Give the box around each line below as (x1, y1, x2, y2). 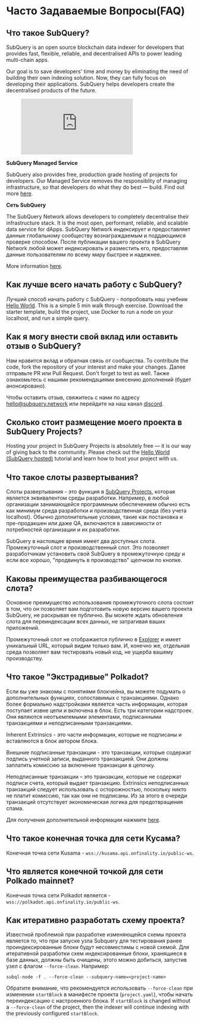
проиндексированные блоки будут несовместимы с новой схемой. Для (6, 944, 189, 951)
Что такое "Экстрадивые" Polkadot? (6, 672, 149, 682)
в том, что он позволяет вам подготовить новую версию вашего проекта (6, 606, 192, 613)
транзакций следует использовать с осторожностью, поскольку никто (6, 785, 187, 793)
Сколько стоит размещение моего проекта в (6, 417, 183, 428)
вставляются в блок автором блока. (6, 737, 98, 744)
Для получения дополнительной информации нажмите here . (6, 816, 161, 823)
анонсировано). (6, 382, 46, 389)
